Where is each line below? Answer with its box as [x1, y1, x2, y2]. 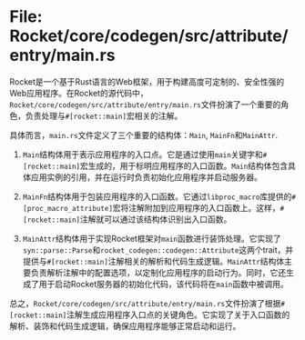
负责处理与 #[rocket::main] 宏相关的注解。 [25, 110, 183, 121]
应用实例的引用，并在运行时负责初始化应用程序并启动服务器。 [30, 171, 262, 183]
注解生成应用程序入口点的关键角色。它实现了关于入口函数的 [66, 309, 290, 320]
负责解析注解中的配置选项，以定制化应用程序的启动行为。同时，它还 [30, 266, 287, 278]
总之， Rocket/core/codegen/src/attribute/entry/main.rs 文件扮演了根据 [9, 297, 281, 308]
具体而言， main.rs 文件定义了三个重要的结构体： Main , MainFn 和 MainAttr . [9, 129, 279, 140]
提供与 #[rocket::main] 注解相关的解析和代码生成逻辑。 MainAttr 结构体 [22, 255, 285, 266]
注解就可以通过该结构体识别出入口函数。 [80, 214, 232, 225]
